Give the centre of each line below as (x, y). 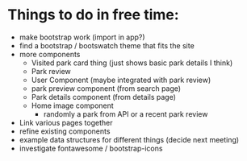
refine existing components (65, 131)
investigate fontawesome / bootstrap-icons (91, 148)
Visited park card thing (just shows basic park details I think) (132, 63)
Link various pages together (66, 122)
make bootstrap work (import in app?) (82, 37)
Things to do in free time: (93, 15)
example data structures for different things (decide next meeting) (129, 139)
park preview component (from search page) (106, 88)
